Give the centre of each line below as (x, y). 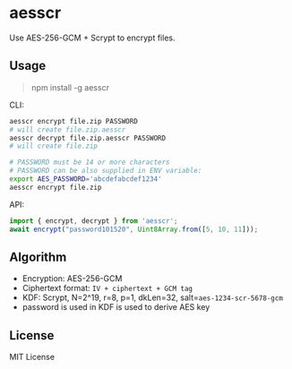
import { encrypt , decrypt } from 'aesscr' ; (94, 221)
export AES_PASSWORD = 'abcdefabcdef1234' (86, 179)
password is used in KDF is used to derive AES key (116, 307)
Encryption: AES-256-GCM (72, 279)
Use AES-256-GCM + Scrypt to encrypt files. (92, 38)
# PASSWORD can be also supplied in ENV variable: (106, 171)
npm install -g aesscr (70, 87)
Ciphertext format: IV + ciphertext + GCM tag (107, 288)
